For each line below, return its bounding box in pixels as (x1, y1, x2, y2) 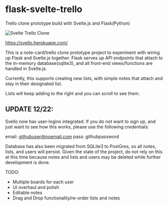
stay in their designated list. (5, 81, 62, 87)
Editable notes (12, 189, 43, 195)
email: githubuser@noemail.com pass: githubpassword (5, 133, 119, 140)
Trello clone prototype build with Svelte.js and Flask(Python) (5, 20, 130, 26)
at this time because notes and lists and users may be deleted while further (5, 154, 161, 160)
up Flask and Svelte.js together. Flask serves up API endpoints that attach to (5, 54, 163, 61)
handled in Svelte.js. (5, 65, 47, 72)
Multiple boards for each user (12, 179, 74, 185)
